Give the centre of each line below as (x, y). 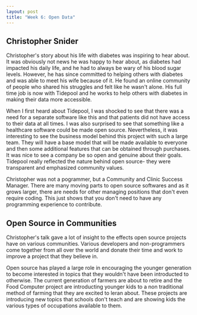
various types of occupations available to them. (64, 306)
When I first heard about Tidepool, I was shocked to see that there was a (95, 111)
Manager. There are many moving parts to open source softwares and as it (97, 186)
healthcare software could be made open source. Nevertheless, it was (92, 130)
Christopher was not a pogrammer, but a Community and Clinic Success (94, 179)
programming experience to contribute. (54, 205)
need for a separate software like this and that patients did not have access (98, 117)
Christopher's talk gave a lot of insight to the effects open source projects (96, 237)
